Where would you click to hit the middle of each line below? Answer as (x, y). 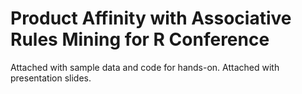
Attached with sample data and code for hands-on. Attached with (145, 67)
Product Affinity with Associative (151, 18)
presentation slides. (51, 78)
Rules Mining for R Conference (140, 39)
